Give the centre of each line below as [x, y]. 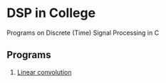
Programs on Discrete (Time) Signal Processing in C [83, 33]
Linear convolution [44, 72]
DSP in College [51, 13]
